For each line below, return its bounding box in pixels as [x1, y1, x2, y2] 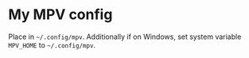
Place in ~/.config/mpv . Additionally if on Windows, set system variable [8, 32, 242, 41]
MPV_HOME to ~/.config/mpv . [8, 40, 96, 49]
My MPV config [8, 6, 113, 24]
